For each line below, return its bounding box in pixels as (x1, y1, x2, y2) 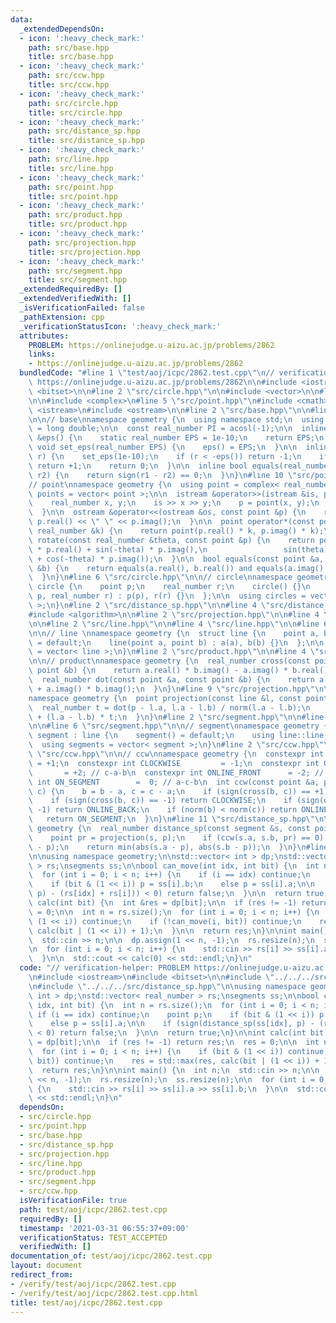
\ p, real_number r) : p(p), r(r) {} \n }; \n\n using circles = (28, 591, 307, 601)
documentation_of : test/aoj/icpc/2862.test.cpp (10, 1251, 213, 1261)
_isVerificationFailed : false (19, 303, 145, 313)
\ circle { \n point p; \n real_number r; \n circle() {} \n (28, 582, 311, 592)
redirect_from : (10, 1270, 74, 1280)
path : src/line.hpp (28, 154, 110, 164)
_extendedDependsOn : (19, 24, 105, 34)
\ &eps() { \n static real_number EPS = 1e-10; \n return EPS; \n (28, 433, 325, 443)
